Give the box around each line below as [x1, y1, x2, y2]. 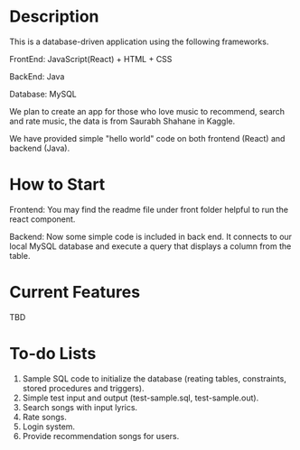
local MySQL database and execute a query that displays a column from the [9, 241, 292, 252]
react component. [9, 214, 76, 225]
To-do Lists [9, 344, 97, 363]
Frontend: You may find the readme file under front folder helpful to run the [9, 204, 289, 215]
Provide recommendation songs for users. [22, 430, 180, 441]
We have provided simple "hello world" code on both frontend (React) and [9, 133, 286, 143]
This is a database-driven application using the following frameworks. [9, 36, 269, 47]
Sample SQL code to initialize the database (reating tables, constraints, [22, 372, 286, 384]
